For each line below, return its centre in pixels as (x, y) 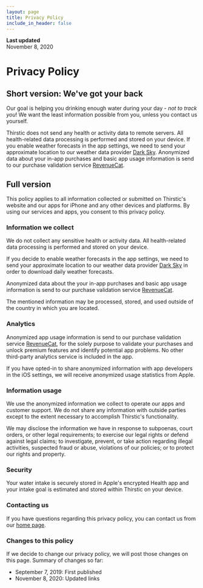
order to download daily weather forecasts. (60, 272)
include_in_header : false (39, 23)
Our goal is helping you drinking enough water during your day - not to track (101, 108)
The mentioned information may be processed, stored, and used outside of (100, 302)
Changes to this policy (40, 541)
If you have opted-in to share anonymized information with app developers (99, 368)
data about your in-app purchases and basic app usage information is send (100, 159)
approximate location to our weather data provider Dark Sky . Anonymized (98, 152)
